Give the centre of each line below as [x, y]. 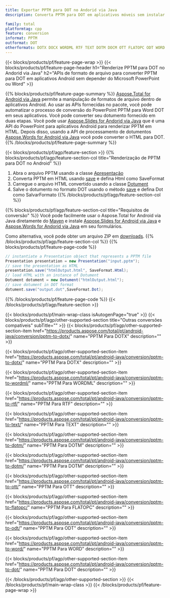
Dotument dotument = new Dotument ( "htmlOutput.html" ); [65, 280]
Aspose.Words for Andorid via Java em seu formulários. [64, 226]
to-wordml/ [17, 383]
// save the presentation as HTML [42, 266]
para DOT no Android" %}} [33, 163]
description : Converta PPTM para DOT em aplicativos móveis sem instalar [85, 15]
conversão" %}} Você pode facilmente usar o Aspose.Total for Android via [83, 215]
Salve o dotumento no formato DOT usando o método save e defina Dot [88, 189]
